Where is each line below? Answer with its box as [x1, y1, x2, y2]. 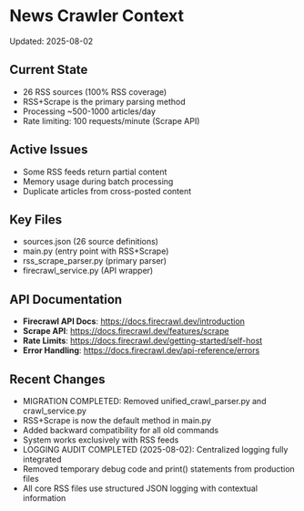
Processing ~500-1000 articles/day [22, 106, 157, 117]
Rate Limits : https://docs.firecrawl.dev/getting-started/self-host [22, 335, 263, 347]
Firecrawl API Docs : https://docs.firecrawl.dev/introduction [22, 316, 246, 327]
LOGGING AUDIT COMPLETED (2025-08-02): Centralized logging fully [22, 444, 289, 454]
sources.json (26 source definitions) [22, 236, 159, 247]
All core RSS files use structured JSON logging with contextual [22, 483, 258, 494]
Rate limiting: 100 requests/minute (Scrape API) [22, 115, 200, 126]
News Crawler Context [9, 5, 185, 26]
